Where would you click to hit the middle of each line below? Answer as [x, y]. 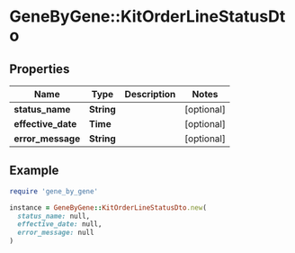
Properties [40, 69]
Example [34, 171]
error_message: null [56, 233]
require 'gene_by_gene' [54, 191]
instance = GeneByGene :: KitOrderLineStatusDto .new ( [108, 208]
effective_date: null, [60, 224]
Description [150, 94]
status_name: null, [54, 216]
